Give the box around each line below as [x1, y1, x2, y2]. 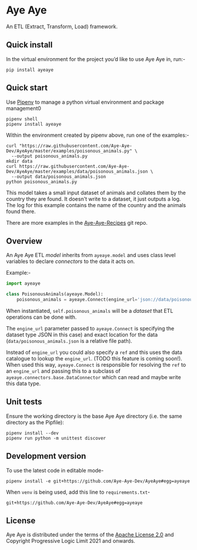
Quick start [6, 83, 48, 93]
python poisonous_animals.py [6, 178, 77, 185]
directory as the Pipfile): [6, 419, 64, 426]
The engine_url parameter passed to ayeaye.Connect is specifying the [6, 325, 175, 332]
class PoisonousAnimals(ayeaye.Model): [6, 291, 104, 297]
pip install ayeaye [6, 67, 54, 73]
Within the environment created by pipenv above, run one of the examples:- [6, 131, 189, 139]
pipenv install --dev [6, 430, 59, 436]
